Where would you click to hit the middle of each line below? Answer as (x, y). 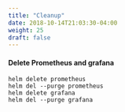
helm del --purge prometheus (56, 86)
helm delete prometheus (47, 80)
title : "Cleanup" (37, 15)
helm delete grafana (42, 93)
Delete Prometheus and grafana (61, 62)
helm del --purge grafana (50, 100)
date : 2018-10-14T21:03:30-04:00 (63, 23)
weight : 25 (26, 30)
